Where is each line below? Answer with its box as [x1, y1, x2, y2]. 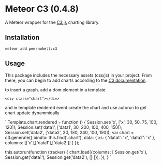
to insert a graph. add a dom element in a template [5, 87, 105, 92]
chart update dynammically [5, 110, 59, 116]
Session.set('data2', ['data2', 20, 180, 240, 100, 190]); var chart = [5, 129, 134, 135]
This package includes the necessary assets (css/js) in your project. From [5, 72, 152, 78]
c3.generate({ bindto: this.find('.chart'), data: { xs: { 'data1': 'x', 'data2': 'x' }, [5, 135, 156, 140]
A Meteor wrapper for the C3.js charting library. [5, 19, 100, 25]
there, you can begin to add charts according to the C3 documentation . [5, 77, 147, 83]
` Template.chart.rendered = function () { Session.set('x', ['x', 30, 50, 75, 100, [5, 119, 158, 125]
